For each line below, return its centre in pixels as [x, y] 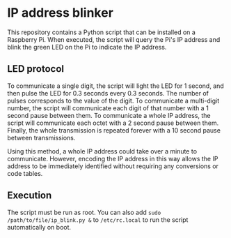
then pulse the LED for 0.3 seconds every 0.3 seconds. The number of [108, 93]
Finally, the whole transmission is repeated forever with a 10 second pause [114, 130]
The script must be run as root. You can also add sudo [84, 212]
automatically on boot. [39, 227]
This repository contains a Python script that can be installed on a [102, 32]
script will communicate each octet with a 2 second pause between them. [113, 123]
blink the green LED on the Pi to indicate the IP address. [87, 47]
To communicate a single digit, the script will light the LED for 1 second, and [115, 86]
